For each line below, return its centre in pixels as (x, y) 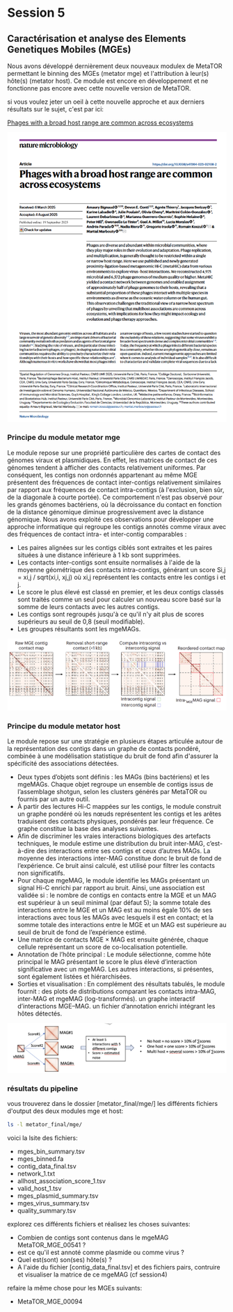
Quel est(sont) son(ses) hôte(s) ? (65, 1259)
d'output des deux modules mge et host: (65, 1111)
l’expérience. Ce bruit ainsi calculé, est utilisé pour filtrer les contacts (116, 866)
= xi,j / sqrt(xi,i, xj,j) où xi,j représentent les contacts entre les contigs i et (121, 577)
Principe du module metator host (64, 726)
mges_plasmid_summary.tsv (58, 1196)
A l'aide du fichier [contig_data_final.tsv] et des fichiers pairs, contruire (119, 1267)
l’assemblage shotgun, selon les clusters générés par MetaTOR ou (112, 792)
